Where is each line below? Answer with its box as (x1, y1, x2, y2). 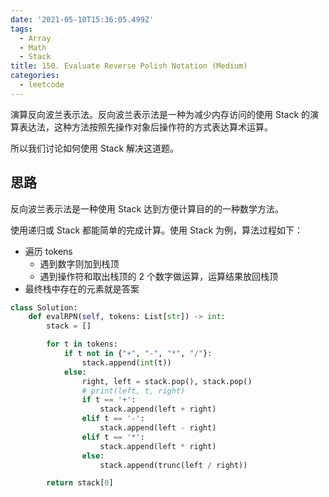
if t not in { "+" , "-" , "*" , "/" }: (63, 349, 213, 359)
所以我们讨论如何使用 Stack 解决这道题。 (10, 142, 180, 154)
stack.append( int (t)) (81, 357, 172, 368)
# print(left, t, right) (81, 386, 186, 396)
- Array (19, 33, 52, 43)
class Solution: (10, 302, 78, 313)
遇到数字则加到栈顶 (39, 257, 120, 270)
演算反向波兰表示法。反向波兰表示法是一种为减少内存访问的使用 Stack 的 (10, 108, 311, 120)
